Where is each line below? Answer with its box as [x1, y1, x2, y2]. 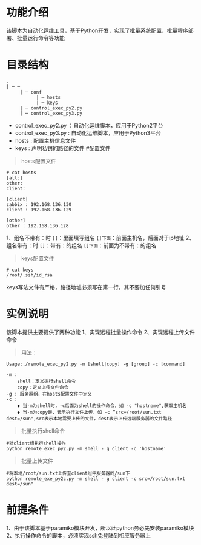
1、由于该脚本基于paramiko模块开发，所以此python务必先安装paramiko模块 [6, 524, 194, 532]
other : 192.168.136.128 [6, 222, 69, 228]
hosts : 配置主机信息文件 [15, 137, 76, 144]
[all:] [6, 174, 23, 181]
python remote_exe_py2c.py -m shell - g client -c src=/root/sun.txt [6, 475, 186, 482]
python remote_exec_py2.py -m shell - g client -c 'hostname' [6, 445, 166, 451]
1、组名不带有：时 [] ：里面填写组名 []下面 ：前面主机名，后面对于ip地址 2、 [6, 234, 195, 241]
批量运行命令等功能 [16, 34, 65, 41]
